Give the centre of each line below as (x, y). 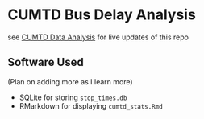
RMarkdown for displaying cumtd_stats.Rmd (91, 105)
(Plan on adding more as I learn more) (71, 81)
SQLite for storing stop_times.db (73, 97)
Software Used (46, 62)
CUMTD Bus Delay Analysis (102, 15)
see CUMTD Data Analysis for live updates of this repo (98, 37)
